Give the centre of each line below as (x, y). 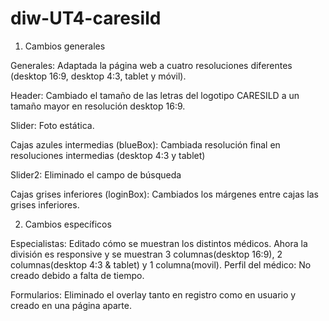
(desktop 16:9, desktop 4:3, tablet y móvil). (98, 76)
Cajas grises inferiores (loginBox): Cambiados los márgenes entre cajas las (164, 194)
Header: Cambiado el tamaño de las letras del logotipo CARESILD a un (155, 95)
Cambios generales (65, 46)
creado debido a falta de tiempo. (77, 275)
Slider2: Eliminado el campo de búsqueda (96, 174)
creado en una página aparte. (71, 305)
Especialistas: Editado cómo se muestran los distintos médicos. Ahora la (159, 243)
